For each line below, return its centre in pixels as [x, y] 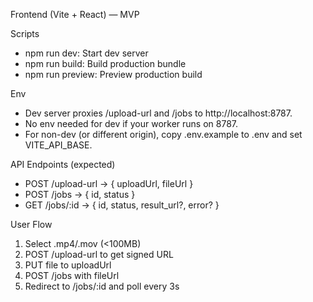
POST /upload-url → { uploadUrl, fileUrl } [109, 183]
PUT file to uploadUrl [68, 265]
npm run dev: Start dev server [86, 53]
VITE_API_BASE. [58, 145]
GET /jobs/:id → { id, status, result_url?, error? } [122, 205]
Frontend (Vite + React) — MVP [75, 14]
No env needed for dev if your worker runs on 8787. [131, 123]
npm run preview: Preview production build [113, 74]
